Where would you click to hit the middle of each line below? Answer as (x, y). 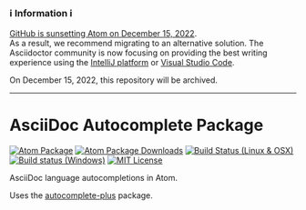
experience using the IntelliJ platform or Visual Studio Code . (122, 63)
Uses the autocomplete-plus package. (81, 195)
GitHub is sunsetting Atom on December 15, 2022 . (103, 34)
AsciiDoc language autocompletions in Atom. (94, 178)
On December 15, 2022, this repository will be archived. (114, 80)
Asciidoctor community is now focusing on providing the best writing (138, 53)
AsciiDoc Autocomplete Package (137, 125)
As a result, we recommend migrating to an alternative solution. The (137, 44)
